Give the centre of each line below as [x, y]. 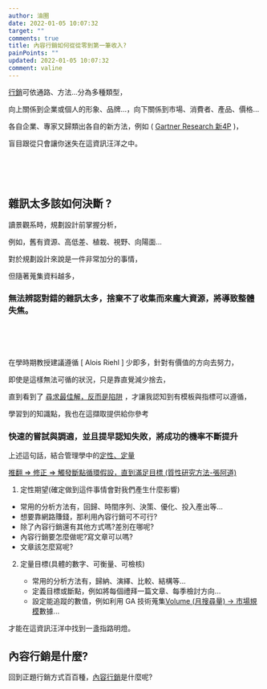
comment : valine [35, 68]
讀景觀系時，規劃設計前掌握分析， [65, 224]
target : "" [26, 31]
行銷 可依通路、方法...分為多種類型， [68, 92]
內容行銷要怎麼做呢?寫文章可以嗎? [77, 537]
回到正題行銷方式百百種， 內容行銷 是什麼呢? [81, 677]
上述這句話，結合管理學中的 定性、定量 [71, 456]
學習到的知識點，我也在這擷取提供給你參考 [79, 413]
